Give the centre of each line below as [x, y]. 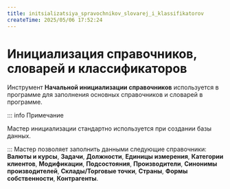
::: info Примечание [35, 115]
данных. [19, 136]
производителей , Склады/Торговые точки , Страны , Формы [97, 171]
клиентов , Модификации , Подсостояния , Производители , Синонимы [112, 164]
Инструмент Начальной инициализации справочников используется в [113, 87]
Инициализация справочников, [102, 54]
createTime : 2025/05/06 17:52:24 [55, 20]
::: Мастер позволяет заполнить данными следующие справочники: [107, 149]
